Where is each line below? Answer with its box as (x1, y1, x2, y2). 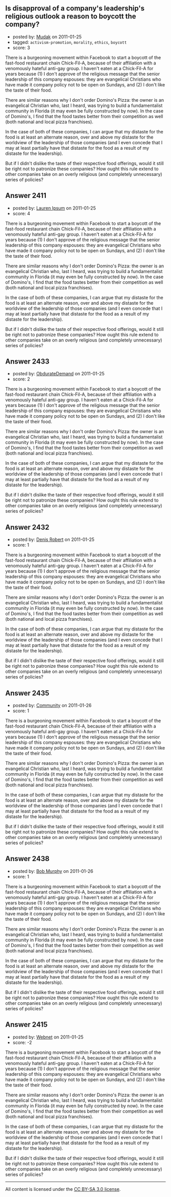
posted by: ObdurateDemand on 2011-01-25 (12, 371, 105, 377)
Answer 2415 (5, 1020, 48, 1029)
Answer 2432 (5, 523, 49, 531)
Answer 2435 (5, 689, 49, 697)
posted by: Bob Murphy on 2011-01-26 (12, 868, 93, 874)
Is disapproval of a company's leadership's (5, 4, 145, 13)
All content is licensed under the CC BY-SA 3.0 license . (5, 1186, 121, 1192)
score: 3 (12, 44, 31, 51)
